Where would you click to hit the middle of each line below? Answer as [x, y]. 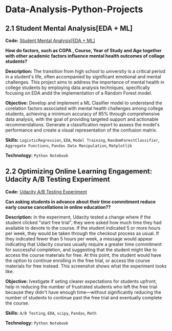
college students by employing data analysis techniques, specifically [78, 87]
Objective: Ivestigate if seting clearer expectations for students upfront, [81, 281]
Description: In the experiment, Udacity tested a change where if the [78, 217]
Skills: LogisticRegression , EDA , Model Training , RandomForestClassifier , [82, 140]
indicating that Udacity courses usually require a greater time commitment [84, 244]
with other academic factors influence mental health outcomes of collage [85, 56]
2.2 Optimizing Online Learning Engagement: [79, 172]
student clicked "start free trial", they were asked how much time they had [83, 222]
